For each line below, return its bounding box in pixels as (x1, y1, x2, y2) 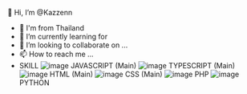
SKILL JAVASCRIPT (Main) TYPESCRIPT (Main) (18, 61, 236, 70)
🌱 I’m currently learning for (18, 32, 108, 41)
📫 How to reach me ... (18, 49, 94, 59)
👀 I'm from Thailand (18, 23, 85, 32)
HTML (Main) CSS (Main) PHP (50, 69, 209, 79)
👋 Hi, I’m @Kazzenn (7, 8, 73, 17)
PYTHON (18, 78, 50, 88)
